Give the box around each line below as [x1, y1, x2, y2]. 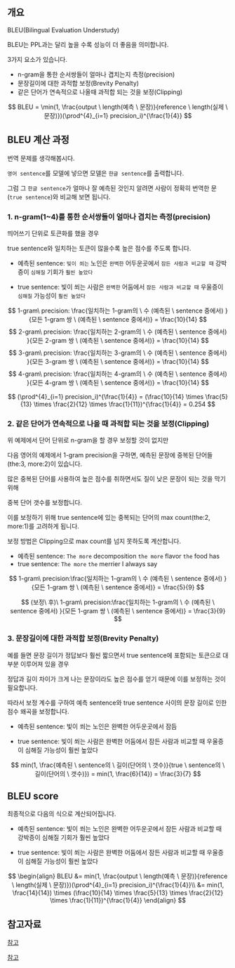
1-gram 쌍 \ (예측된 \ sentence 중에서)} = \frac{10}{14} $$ [44, 315, 208, 323]
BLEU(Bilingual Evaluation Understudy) [7, 25, 120, 34]
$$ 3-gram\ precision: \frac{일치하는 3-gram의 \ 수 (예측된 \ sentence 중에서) [8, 348, 227, 357]
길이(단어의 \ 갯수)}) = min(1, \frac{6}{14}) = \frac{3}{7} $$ [34, 769, 201, 778]
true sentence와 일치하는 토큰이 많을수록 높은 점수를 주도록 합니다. [7, 244, 192, 252]
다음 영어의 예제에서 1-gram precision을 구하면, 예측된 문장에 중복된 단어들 [7, 451, 213, 459]
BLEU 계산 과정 [7, 134, 70, 146]
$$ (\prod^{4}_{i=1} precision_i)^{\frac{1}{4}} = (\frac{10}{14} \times [7, 392, 204, 400]
